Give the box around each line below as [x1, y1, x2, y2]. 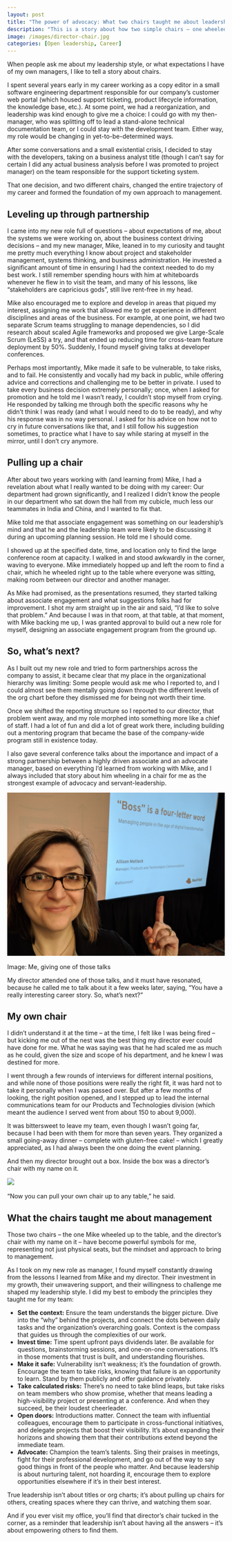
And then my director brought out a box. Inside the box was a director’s [7, 1157, 210, 1165]
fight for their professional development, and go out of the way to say [17, 1455, 215, 1464]
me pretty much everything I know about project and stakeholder [7, 249, 192, 257]
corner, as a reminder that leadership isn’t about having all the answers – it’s [7, 1519, 223, 1527]
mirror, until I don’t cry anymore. [7, 437, 99, 445]
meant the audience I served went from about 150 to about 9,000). [7, 1109, 197, 1117]
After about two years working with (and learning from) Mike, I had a [7, 475, 202, 484]
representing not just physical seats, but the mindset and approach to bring [7, 1245, 222, 1254]
